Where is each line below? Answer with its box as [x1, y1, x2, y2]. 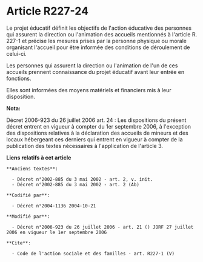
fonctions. [6, 75, 32, 82]
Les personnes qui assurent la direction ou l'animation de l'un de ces [6, 62, 178, 69]
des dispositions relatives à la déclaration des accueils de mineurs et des [6, 129, 189, 136]
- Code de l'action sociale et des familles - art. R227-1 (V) [12, 250, 175, 257]
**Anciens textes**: [6, 166, 59, 172]
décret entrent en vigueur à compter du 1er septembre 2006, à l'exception [6, 123, 191, 130]
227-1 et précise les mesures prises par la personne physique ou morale [6, 37, 187, 44]
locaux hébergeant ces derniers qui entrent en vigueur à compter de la [6, 135, 183, 143]
